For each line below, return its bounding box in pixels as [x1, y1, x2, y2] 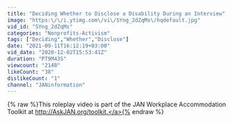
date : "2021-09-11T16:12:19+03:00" [7, 42, 111, 49]
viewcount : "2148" [7, 62, 61, 69]
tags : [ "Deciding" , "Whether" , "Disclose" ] [7, 36, 129, 43]
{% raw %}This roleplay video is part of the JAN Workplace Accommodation [7, 100, 226, 108]
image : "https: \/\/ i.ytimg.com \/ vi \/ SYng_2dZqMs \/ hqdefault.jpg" [7, 17, 200, 24]
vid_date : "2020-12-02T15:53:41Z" [7, 49, 108, 56]
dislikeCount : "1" [7, 74, 61, 82]
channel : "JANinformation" [7, 81, 86, 88]
